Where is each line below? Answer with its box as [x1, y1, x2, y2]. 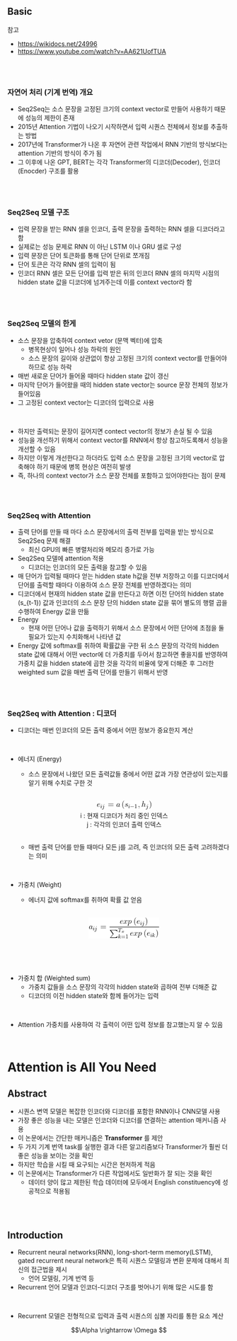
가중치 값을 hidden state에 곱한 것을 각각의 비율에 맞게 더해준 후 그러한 [17, 659, 214, 667]
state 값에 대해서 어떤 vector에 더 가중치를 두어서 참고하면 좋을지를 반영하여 [17, 650, 229, 658]
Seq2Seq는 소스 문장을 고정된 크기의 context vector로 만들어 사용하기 [17, 105, 214, 113]
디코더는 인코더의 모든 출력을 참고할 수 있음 [28, 563, 147, 571]
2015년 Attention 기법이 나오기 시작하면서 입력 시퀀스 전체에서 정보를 [17, 123, 209, 131]
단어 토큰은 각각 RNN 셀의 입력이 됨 [17, 260, 116, 268]
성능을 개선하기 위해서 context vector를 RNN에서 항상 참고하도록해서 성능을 [17, 436, 229, 444]
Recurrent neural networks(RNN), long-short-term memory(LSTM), [17, 1248, 214, 1257]
